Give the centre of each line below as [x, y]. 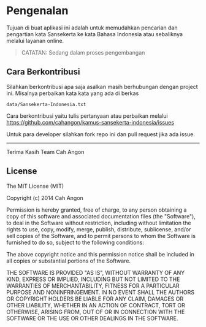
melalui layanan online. [35, 40]
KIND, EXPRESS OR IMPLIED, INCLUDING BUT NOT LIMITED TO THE [93, 279]
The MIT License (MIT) [35, 186]
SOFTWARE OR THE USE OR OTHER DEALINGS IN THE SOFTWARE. [92, 318]
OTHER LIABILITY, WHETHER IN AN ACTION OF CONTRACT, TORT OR [96, 305]
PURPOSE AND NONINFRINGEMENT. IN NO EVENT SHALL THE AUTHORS [101, 292]
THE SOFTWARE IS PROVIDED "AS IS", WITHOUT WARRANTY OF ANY [96, 272]
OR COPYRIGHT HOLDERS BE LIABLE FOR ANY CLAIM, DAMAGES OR [95, 299]
